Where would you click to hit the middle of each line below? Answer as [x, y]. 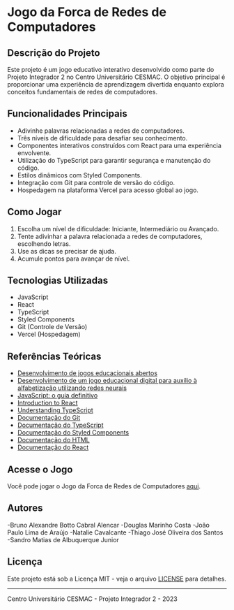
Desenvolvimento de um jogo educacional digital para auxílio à [107, 381]
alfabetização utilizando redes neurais [72, 388]
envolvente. [34, 153]
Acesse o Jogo [40, 469]
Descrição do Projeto [54, 53]
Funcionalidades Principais [67, 114]
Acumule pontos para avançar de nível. [73, 259]
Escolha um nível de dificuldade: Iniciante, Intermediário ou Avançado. [118, 228]
